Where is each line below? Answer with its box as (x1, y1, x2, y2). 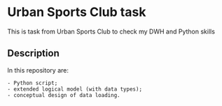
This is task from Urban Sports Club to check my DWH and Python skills (7, 27, 216, 36)
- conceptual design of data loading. (7, 91, 120, 98)
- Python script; (7, 79, 58, 86)
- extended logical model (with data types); (7, 85, 142, 93)
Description (7, 47, 60, 59)
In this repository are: (7, 66, 69, 74)
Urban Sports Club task (7, 4, 146, 20)
